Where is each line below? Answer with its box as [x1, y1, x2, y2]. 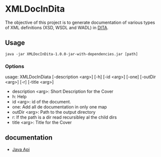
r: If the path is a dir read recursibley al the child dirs [12, 114, 117, 120]
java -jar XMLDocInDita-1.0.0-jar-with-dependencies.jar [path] [5, 52, 138, 56]
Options [5, 63, 24, 70]
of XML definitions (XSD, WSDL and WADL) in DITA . [5, 24, 108, 30]
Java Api [12, 146, 30, 152]
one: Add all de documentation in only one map [12, 104, 107, 110]
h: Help [12, 94, 27, 100]
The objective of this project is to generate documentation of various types [5, 19, 155, 25]
